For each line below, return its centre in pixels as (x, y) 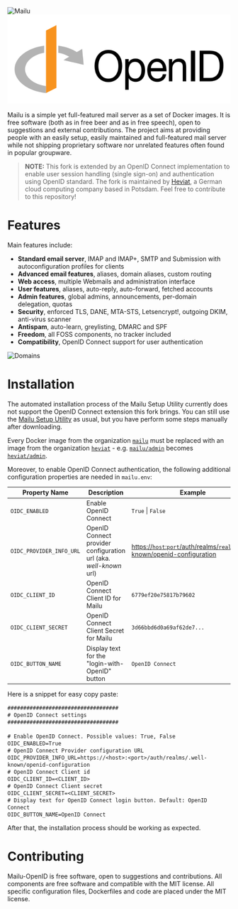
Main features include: (40, 244)
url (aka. (98, 558)
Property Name (45, 493)
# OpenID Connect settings (47, 715)
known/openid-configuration (49, 765)
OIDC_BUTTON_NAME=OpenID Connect (57, 815)
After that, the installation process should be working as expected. (104, 828)
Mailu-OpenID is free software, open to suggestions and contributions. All (115, 876)
